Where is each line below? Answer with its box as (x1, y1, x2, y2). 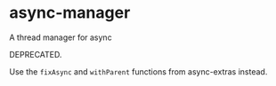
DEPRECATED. (9, 49, 62, 59)
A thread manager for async (9, 32, 113, 43)
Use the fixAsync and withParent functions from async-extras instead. (9, 66, 268, 77)
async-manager (9, 3, 131, 23)
